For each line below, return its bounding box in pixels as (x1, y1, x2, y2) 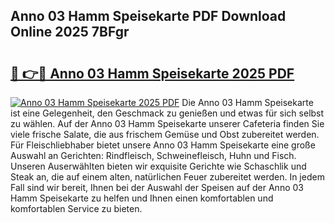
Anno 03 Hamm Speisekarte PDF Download (10, 8, 287, 25)
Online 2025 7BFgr (10, 24, 130, 41)
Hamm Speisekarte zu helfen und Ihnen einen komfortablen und (10, 192, 274, 204)
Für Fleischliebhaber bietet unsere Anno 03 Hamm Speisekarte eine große (10, 139, 316, 151)
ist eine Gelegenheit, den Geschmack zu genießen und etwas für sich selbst (10, 107, 325, 119)
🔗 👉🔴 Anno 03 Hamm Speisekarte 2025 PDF (10, 65, 295, 82)
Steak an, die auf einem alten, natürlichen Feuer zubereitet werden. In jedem (10, 171, 325, 183)
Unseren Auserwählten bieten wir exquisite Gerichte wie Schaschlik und (10, 160, 307, 172)
